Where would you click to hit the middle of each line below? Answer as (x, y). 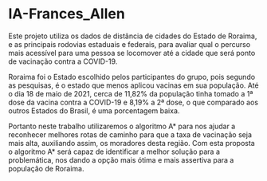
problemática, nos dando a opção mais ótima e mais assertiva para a (121, 159)
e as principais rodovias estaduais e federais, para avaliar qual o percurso (130, 44)
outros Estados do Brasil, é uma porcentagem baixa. (94, 110)
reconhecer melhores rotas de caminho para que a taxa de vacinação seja (130, 134)
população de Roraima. (46, 168)
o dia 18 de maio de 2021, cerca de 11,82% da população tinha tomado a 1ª (131, 93)
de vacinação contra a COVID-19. (63, 61)
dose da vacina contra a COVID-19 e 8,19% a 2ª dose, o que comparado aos (133, 102)
